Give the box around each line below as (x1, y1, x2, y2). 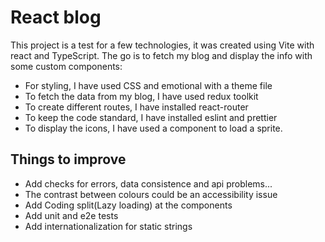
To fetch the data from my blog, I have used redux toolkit (24, 90, 259, 102)
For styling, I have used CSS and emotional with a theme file (24, 79, 273, 91)
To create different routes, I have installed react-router (24, 101, 249, 113)
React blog (10, 6, 102, 29)
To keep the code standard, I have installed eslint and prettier (24, 111, 278, 123)
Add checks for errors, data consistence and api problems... (24, 177, 273, 190)
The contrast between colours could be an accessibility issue (24, 188, 278, 200)
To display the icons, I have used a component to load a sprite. (24, 122, 283, 134)
